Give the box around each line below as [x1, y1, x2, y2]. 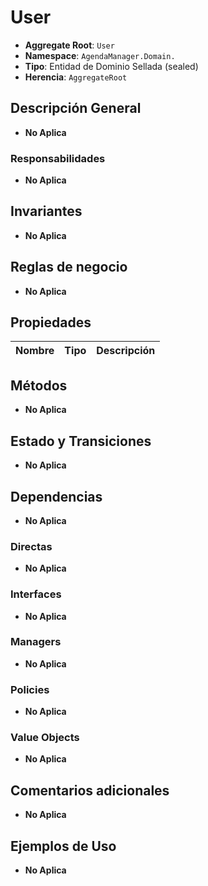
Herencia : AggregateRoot [24, 71, 128, 83]
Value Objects [10, 731, 80, 745]
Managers [10, 635, 62, 649]
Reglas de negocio [10, 259, 128, 276]
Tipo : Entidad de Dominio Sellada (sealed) [24, 60, 199, 72]
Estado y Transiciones [10, 432, 152, 450]
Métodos [10, 377, 68, 394]
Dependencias [10, 488, 103, 505]
